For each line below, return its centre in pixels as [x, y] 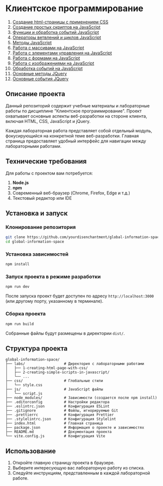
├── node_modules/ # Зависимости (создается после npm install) [81, 398]
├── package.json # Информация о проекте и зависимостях [75, 428]
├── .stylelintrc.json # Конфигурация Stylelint [61, 419]
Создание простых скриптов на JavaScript [56, 27]
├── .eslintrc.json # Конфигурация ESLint [58, 406]
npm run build [20, 324]
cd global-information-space [35, 242]
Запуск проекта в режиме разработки [53, 277]
